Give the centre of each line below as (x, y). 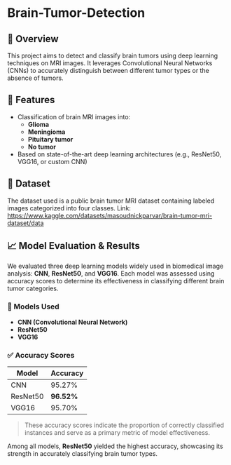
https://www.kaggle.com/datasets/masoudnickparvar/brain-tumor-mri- (110, 215)
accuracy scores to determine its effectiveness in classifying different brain (116, 281)
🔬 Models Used (33, 306)
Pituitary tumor (50, 139)
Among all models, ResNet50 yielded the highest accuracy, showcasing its (115, 446)
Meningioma (47, 132)
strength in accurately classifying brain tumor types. (83, 454)
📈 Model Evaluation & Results (73, 246)
